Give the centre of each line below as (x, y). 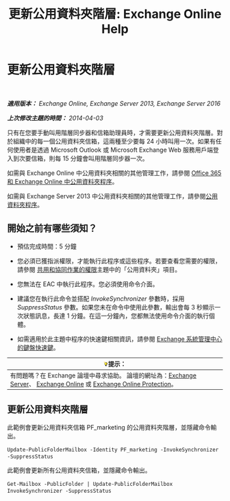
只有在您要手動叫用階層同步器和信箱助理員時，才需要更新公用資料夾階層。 (112, 132)
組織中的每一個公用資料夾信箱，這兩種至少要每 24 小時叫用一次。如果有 (114, 141)
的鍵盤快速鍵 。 (38, 347)
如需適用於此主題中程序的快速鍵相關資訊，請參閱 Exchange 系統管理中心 (119, 339)
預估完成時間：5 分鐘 (47, 246)
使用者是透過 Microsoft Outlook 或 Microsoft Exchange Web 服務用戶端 (113, 150)
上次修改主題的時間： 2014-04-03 (55, 118)
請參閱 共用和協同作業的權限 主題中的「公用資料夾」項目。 (99, 269)
